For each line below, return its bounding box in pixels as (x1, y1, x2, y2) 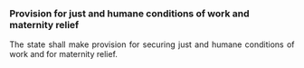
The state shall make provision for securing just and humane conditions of (9, 39, 295, 50)
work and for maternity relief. (9, 49, 118, 60)
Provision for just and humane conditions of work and (9, 7, 251, 20)
